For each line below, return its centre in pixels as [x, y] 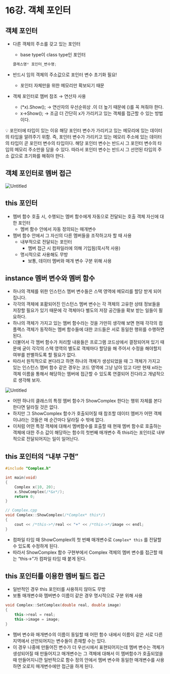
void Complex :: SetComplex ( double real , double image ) [63, 605]
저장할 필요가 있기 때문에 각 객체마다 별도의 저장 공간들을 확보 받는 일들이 [85, 311]
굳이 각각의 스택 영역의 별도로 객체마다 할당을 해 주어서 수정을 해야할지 [92, 349]
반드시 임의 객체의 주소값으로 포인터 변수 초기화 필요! [65, 75]
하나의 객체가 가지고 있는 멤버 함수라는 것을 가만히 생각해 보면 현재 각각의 [85, 323]
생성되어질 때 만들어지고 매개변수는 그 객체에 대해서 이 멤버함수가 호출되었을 [88, 653]
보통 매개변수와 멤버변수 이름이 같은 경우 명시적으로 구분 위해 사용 [78, 596]
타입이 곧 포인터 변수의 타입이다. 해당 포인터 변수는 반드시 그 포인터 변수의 [83, 143]
